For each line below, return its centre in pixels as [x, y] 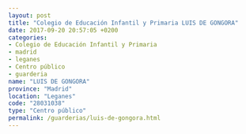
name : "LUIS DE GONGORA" [49, 81]
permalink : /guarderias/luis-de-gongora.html [84, 118]
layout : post [30, 15]
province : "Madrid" [40, 89]
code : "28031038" [37, 103]
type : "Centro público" [47, 111]
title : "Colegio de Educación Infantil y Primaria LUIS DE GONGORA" [123, 23]
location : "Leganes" [42, 96]
